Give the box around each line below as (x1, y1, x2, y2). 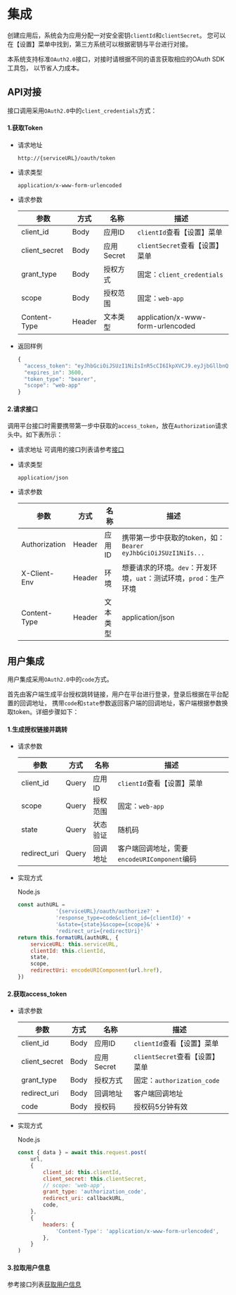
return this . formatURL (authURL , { (17, 934, 119, 941)
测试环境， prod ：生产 (153, 573, 225, 583)
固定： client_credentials (137, 269, 223, 279)
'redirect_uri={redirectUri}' (55, 927, 144, 934)
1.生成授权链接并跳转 (7, 725, 68, 733)
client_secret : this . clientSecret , (43, 1175, 147, 1182)
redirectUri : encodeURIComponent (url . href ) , (30, 967, 163, 974)
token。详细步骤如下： (13, 708, 79, 716)
